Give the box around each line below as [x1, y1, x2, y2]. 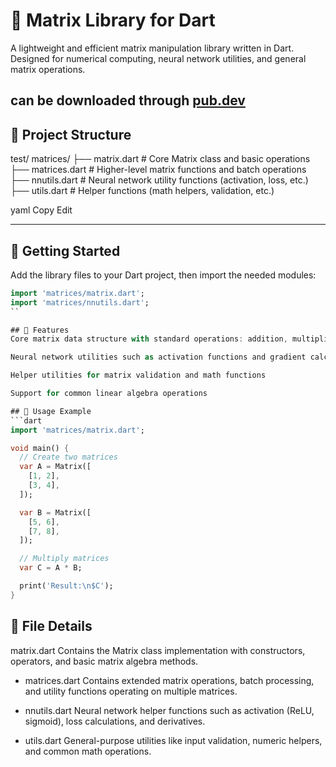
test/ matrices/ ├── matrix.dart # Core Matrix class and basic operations [10, 153, 311, 165]
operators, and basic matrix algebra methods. [10, 655, 199, 667]
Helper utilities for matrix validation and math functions [10, 370, 267, 381]
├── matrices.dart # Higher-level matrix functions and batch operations [10, 164, 307, 176]
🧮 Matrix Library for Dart [10, 9, 216, 32]
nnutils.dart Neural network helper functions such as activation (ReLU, [24, 704, 315, 716]
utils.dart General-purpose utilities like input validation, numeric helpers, [24, 734, 323, 746]
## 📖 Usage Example [10, 406, 92, 416]
